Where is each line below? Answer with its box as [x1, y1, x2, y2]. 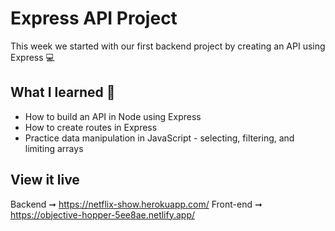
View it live [10, 172, 80, 189]
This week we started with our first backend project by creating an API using [10, 40, 326, 52]
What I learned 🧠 [10, 84, 116, 101]
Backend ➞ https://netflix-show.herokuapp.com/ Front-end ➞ [10, 198, 263, 210]
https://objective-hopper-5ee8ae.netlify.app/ [10, 208, 196, 221]
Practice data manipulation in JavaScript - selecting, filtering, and [24, 132, 295, 144]
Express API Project [10, 7, 178, 30]
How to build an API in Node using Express [24, 110, 202, 122]
